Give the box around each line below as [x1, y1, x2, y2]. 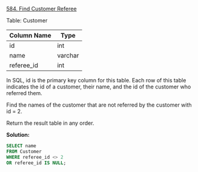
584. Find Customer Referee [6, 5, 77, 12]
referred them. [6, 90, 42, 96]
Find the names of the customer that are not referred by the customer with [6, 101, 192, 108]
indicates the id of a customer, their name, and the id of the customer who [6, 83, 191, 90]
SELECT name [6, 143, 36, 149]
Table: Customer [6, 17, 48, 24]
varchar [57, 51, 79, 59]
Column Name [9, 31, 51, 39]
